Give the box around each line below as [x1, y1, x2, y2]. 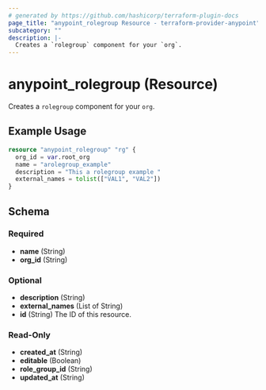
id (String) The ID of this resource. [19, 310, 132, 319]
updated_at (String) [19, 373, 85, 382]
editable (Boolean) [19, 356, 82, 365]
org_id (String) [19, 255, 68, 265]
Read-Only [8, 330, 51, 341]
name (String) [19, 246, 66, 256]
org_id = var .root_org [15, 153, 90, 161]
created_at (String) [19, 347, 83, 357]
